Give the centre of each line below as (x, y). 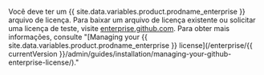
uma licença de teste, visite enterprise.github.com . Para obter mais (119, 28)
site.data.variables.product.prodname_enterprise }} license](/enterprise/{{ (130, 45)
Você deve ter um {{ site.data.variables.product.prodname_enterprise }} (127, 12)
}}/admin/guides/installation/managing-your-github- (145, 54)
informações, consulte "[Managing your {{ (78, 37)
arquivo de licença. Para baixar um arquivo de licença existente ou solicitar (132, 20)
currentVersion (33, 54)
